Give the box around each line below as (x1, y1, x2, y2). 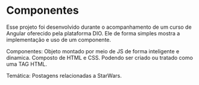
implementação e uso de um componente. (6, 36, 112, 43)
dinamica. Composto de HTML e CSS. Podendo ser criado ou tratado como (6, 54, 193, 61)
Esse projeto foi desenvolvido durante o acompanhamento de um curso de (6, 23, 192, 31)
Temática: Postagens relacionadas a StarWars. (6, 72, 122, 79)
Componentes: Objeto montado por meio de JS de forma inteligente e (6, 47, 180, 54)
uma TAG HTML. (6, 60, 47, 68)
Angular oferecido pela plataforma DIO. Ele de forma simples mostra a (6, 29, 180, 37)
